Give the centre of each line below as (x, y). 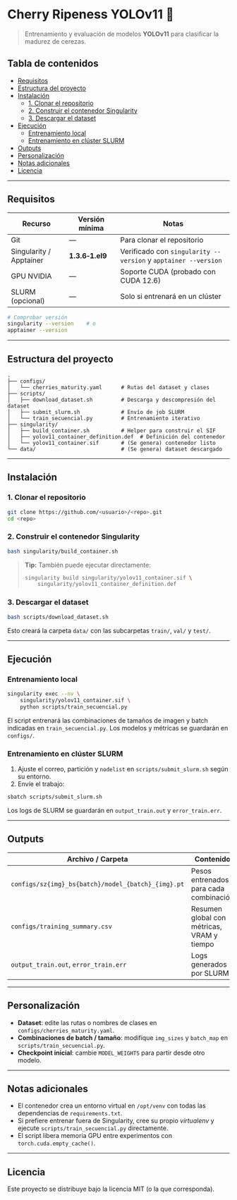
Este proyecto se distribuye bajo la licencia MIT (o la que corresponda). (111, 1189)
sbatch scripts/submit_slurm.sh (55, 797)
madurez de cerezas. (55, 41)
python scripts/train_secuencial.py (74, 707)
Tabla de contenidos (53, 64)
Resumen (206, 909)
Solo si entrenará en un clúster (171, 296)
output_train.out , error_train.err (69, 964)
